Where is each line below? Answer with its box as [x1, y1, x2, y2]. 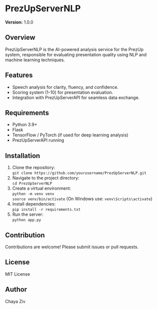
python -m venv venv [12, 192, 54, 197]
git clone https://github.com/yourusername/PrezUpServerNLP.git [12, 171, 147, 176]
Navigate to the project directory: [12, 175, 79, 181]
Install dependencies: [12, 201, 56, 207]
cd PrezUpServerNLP [12, 181, 52, 186]
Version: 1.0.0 [5, 19, 33, 25]
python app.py [12, 218, 41, 223]
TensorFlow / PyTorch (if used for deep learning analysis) [12, 132, 129, 138]
